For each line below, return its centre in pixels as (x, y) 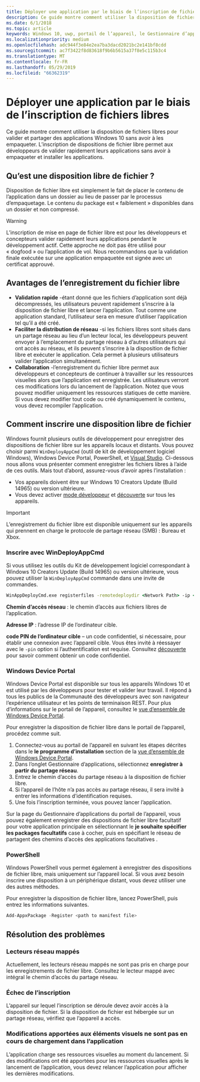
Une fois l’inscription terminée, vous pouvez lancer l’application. (93, 802)
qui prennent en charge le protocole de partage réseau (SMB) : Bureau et (96, 530)
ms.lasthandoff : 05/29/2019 (41, 67)
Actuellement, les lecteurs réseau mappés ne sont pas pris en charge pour (98, 964)
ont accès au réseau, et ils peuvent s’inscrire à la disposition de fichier (101, 348)
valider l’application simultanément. (58, 361)
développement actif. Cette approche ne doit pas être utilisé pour (86, 245)
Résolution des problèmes (56, 934)
